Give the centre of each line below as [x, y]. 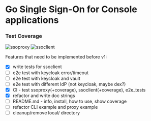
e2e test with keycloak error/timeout [51, 73]
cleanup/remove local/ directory [46, 112]
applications [32, 20]
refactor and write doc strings [44, 96]
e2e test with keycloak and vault [46, 78]
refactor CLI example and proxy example [55, 107]
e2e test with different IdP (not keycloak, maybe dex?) [69, 84]
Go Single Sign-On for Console [71, 9]
